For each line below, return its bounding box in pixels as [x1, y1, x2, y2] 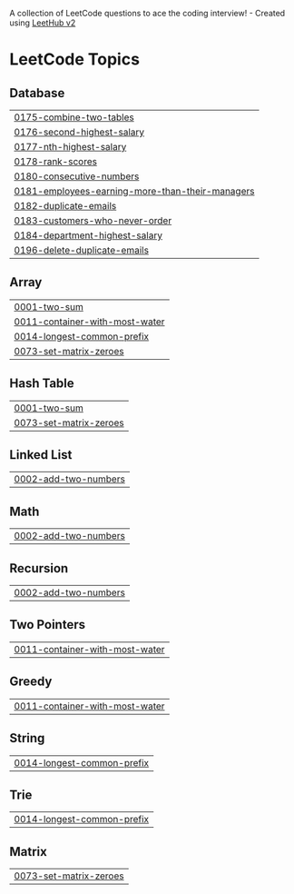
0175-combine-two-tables [14, 111, 134, 124]
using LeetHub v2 [9, 17, 76, 28]
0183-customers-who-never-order [14, 214, 172, 226]
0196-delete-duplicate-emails [14, 244, 150, 256]
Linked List [9, 447, 73, 462]
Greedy [9, 674, 53, 690]
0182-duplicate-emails [14, 200, 117, 212]
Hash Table [9, 376, 74, 392]
